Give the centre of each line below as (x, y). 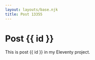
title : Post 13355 (24, 14)
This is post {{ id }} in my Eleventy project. (48, 52)
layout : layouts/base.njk (31, 10)
